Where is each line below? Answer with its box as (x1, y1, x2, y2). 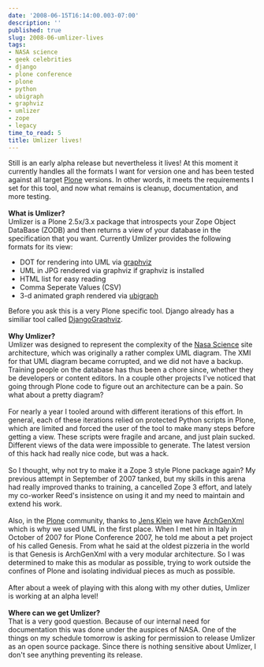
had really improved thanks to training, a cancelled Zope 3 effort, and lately (8, 482, 252, 492)
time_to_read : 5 (8, 129, 61, 137)
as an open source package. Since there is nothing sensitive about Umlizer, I (8, 641, 257, 651)
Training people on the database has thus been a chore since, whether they (8, 365, 254, 374)
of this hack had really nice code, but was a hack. (8, 448, 169, 458)
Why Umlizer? (8, 331, 55, 340)
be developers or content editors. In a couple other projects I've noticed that (8, 373, 256, 383)
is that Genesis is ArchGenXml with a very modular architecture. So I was (8, 549, 246, 559)
